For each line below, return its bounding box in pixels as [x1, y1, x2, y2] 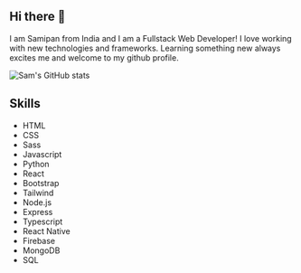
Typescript [22, 216, 63, 227]
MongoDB [22, 245, 61, 256]
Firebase [22, 235, 56, 246]
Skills [9, 96, 41, 111]
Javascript [22, 148, 62, 159]
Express [22, 206, 53, 217]
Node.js [22, 196, 52, 208]
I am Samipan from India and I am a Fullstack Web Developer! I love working [9, 33, 292, 43]
